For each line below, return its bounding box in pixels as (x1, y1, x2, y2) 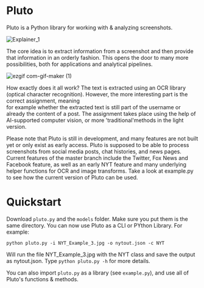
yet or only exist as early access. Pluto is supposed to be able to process (6, 141, 189, 148)
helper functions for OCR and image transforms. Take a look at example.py (6, 167, 194, 175)
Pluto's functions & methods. (6, 275, 79, 283)
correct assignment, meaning (6, 97, 80, 104)
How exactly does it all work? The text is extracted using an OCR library (6, 84, 186, 92)
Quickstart (6, 195, 62, 209)
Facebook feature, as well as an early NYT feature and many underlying (6, 160, 187, 168)
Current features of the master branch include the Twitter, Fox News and (6, 154, 189, 162)
